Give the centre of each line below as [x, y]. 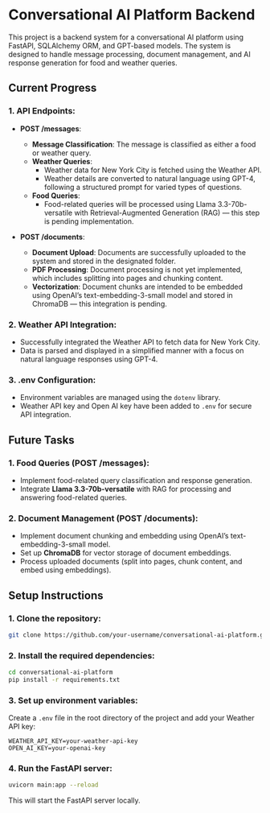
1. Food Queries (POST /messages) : [79, 463]
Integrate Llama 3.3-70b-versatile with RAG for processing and [125, 489]
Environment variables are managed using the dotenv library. [120, 398]
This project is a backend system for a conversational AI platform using [126, 37]
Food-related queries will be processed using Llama [130, 204]
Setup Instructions [56, 595]
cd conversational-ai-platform [61, 673]
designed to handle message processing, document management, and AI [129, 54]
